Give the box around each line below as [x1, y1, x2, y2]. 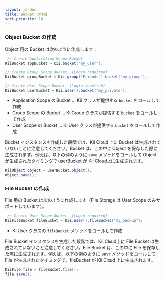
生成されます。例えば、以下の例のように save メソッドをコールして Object [5, 151, 157, 157]
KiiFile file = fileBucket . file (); [5, 267, 79, 272]
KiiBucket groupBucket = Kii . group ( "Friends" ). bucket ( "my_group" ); [5, 74, 148, 80]
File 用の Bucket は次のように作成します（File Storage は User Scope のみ [5, 197, 156, 203]
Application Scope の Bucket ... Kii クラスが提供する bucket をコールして [12, 97, 160, 103]
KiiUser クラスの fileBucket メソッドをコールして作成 [12, 227, 123, 234]
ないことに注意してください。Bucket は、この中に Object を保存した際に [9, 145, 158, 151]
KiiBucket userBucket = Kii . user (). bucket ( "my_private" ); [5, 88, 127, 93]
